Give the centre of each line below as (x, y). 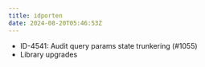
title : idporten (35, 16)
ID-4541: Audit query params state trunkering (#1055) (109, 45)
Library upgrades (49, 54)
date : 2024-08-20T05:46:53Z (55, 23)
